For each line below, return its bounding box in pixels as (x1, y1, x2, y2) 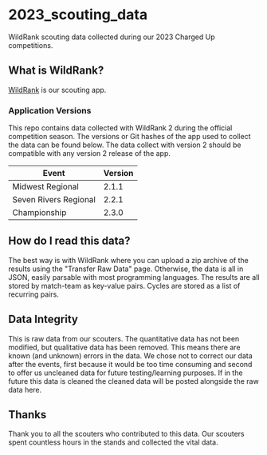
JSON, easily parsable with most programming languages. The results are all (8, 272, 260, 281)
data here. (8, 385, 42, 394)
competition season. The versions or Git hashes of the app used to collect (8, 132, 251, 142)
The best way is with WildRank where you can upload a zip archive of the (8, 255, 249, 265)
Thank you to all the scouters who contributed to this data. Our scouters (8, 429, 245, 439)
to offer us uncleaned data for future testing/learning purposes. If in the (8, 368, 243, 377)
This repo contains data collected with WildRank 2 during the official (8, 123, 233, 133)
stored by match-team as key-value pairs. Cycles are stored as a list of (8, 281, 241, 290)
